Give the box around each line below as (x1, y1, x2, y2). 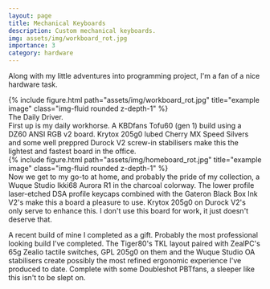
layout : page (8, 11, 52, 20)
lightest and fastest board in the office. (8, 146, 137, 156)
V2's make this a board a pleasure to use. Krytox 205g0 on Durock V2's (8, 197, 247, 207)
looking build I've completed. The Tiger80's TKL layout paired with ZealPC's (8, 238, 261, 248)
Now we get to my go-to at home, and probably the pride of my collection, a (8, 172, 260, 181)
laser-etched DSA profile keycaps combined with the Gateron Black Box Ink (8, 189, 259, 198)
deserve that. (8, 214, 52, 224)
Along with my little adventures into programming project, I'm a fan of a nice (8, 71, 260, 80)
